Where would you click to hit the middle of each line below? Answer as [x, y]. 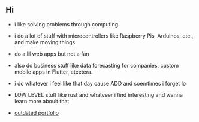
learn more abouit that [42, 101]
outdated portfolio [37, 112]
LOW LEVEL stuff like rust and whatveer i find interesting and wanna [99, 94]
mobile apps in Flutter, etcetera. [53, 72]
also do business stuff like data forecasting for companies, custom [97, 65]
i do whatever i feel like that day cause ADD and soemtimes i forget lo [100, 83]
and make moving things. [46, 42]
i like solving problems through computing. [67, 24]
